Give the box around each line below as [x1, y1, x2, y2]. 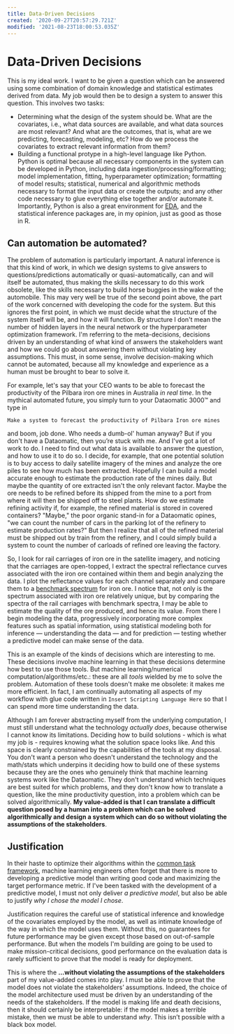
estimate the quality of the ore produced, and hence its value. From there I [7, 607, 221, 615]
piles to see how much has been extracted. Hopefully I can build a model [7, 467, 217, 475]
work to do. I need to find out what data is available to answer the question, [7, 444, 224, 453]
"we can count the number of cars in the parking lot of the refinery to [7, 519, 206, 527]
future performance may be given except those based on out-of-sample [7, 932, 215, 940]
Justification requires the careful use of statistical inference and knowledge [7, 909, 225, 918]
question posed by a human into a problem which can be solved [7, 805, 196, 814]
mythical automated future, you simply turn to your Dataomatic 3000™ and [7, 396, 221, 404]
